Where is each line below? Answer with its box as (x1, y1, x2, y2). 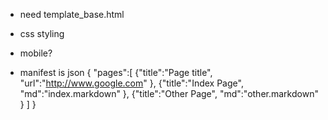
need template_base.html (19, 9, 125, 20)
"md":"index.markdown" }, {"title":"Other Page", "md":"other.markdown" (19, 88, 319, 99)
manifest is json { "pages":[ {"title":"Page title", (19, 67, 213, 78)
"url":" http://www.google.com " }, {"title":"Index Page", (19, 77, 244, 89)
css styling (19, 28, 65, 39)
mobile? (19, 47, 53, 59)
